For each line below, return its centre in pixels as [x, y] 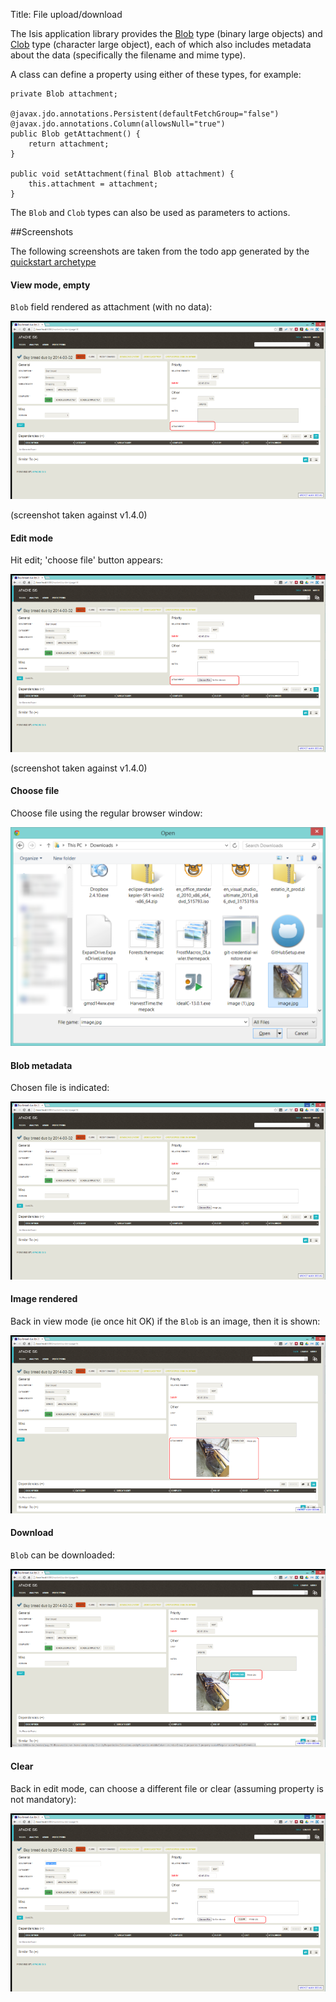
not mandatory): [43, 1799]
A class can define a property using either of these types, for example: [156, 74]
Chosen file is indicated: [60, 1088]
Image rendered [44, 1299]
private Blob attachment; [64, 94]
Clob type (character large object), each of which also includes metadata [161, 44]
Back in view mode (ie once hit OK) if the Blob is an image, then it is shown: [165, 1321]
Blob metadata [41, 1065]
